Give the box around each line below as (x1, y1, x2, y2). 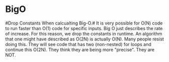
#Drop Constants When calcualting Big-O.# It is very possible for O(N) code (5, 20, 163, 26)
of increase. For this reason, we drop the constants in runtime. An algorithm (5, 30, 162, 36)
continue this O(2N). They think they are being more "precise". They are (5, 46, 155, 52)
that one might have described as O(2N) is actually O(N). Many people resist (5, 36, 164, 42)
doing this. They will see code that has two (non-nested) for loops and (5, 41, 151, 47)
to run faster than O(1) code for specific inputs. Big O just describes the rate (5, 25, 163, 31)
